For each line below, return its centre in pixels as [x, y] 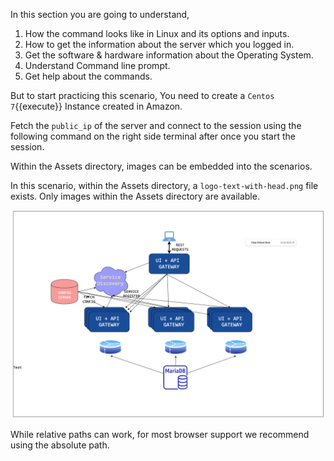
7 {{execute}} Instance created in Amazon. [96, 106]
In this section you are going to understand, [100, 14]
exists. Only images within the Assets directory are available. [135, 196]
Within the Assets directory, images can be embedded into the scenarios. [161, 166]
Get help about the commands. [88, 76]
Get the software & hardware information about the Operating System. [169, 55]
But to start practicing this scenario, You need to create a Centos [142, 95]
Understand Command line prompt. [97, 65]
